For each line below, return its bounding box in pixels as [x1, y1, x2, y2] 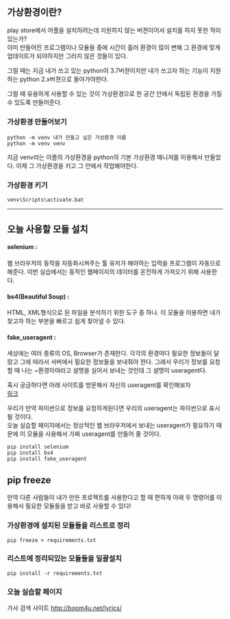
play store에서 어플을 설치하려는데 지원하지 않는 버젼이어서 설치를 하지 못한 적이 [7, 26, 221, 34]
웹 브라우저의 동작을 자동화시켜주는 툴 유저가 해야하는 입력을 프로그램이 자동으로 [7, 259, 221, 267]
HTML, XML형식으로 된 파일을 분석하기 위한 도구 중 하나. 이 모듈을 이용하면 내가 [7, 308, 221, 317]
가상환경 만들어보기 [7, 117, 67, 126]
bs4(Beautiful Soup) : [7, 292, 70, 301]
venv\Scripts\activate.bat [7, 196, 84, 204]
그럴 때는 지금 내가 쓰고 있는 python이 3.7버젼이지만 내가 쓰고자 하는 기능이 [7, 66, 209, 74]
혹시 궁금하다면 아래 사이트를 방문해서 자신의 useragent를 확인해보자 [7, 381, 192, 389]
